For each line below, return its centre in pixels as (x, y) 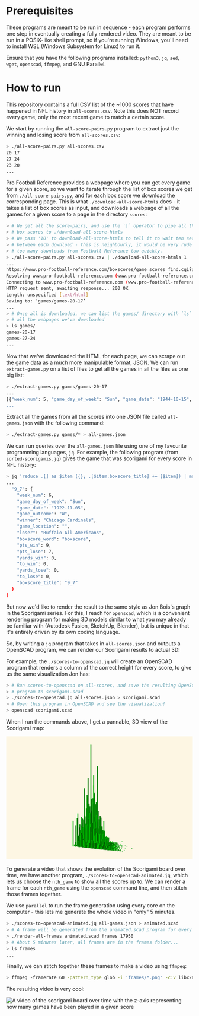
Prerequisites (40, 11)
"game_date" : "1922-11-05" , (51, 508)
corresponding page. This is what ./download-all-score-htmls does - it (93, 202)
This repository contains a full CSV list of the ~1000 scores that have (90, 104)
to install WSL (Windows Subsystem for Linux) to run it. (73, 46)
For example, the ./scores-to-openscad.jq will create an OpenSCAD (89, 661)
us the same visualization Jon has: (48, 674)
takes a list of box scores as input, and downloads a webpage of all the (93, 208)
